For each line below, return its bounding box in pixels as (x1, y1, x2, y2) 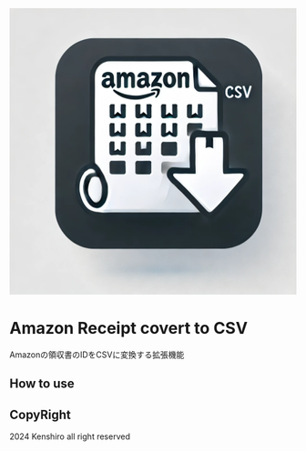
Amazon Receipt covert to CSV (9, 318, 249, 339)
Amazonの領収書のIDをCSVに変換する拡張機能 (9, 349, 185, 360)
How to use (9, 376, 75, 392)
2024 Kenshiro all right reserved (9, 431, 130, 442)
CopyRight (9, 406, 71, 422)
